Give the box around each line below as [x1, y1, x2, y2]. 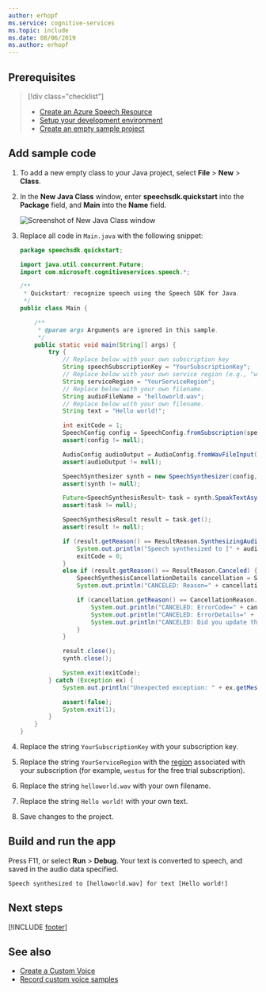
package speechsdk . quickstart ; [19, 246, 123, 254]
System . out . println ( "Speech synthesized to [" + [76, 544, 240, 552]
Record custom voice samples [19, 975, 119, 984]
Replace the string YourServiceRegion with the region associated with [19, 757, 245, 767]
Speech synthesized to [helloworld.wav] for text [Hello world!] [8, 879, 228, 887]
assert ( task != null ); [62, 502, 138, 509]
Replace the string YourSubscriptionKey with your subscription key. [19, 742, 239, 751]
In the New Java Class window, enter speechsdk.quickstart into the [19, 191, 245, 201]
